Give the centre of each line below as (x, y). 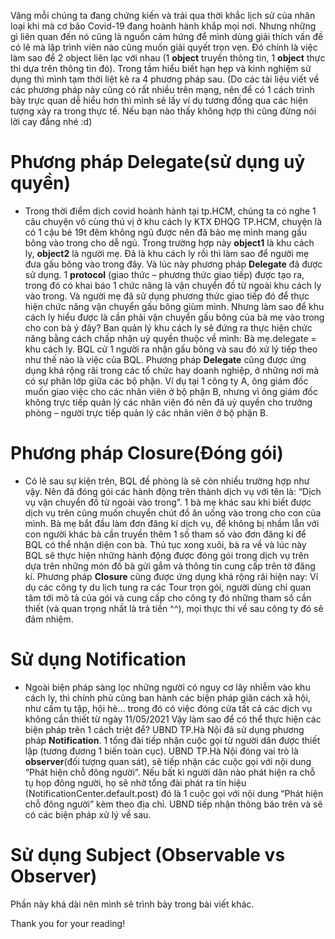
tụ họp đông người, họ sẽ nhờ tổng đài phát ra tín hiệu (135, 782)
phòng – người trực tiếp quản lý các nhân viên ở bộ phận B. (146, 412)
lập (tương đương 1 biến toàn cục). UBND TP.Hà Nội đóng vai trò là (161, 751)
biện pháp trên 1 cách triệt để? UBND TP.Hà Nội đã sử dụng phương (164, 729)
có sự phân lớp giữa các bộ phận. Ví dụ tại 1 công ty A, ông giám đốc (166, 381)
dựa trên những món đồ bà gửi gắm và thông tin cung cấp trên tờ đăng (170, 566)
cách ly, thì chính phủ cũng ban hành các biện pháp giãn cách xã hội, (167, 697)
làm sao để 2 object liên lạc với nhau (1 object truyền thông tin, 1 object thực (168, 58)
